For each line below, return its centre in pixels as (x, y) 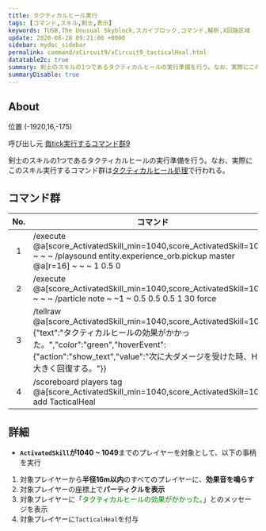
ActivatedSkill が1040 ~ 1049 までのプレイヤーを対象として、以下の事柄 (138, 452)
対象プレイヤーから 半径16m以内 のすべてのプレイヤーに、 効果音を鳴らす (137, 479)
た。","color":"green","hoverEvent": (99, 344)
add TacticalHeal (64, 402)
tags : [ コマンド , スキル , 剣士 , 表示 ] (60, 23)
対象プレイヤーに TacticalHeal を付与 (79, 519)
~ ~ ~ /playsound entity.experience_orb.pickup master (134, 256)
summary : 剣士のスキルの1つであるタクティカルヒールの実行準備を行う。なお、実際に (129, 67)
